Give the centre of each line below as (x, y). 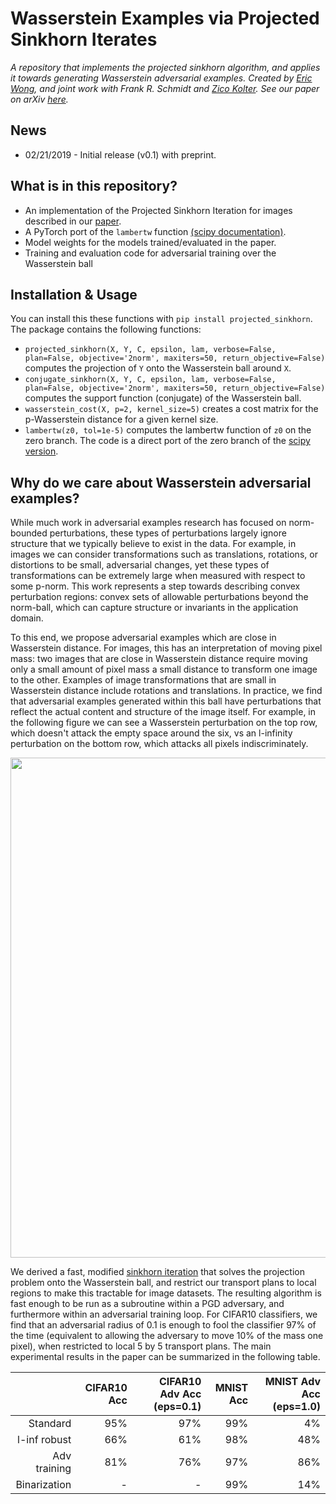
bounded (29, 533)
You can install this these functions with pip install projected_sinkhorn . (161, 319)
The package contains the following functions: (106, 329)
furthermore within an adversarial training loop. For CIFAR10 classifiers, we (164, 1314)
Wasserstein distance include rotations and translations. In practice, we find (166, 691)
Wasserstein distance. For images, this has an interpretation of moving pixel (166, 648)
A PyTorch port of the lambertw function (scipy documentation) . (155, 231)
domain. (27, 618)
